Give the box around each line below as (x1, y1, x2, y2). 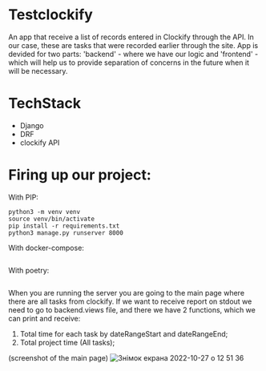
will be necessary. (8, 66, 68, 75)
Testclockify (8, 6, 94, 24)
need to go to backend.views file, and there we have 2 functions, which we (8, 304, 256, 314)
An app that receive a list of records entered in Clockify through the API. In (8, 32, 255, 42)
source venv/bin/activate (8, 215, 95, 223)
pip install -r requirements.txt (8, 222, 120, 230)
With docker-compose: (8, 243, 84, 252)
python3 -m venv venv (8, 208, 81, 216)
